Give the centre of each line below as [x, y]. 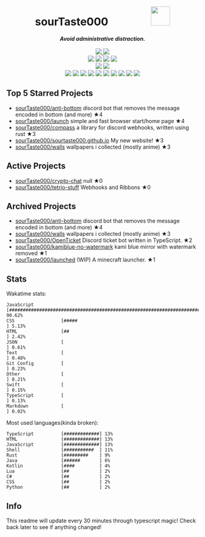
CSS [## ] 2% [59, 482]
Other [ [35, 374]
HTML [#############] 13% [60, 439]
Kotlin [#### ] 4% [59, 466]
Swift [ [35, 385]
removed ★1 [31, 254]
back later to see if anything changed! [54, 527]
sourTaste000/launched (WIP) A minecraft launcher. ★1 [85, 260]
